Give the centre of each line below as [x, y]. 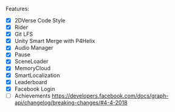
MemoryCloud [33, 68]
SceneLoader [31, 61]
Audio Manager [34, 48]
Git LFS [24, 34]
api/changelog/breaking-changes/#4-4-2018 [71, 102]
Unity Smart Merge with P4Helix [55, 41]
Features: [18, 9]
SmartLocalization [37, 75]
